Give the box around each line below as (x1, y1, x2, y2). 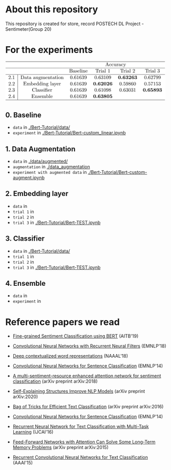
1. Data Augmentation (5, 145, 76, 153)
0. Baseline (5, 110, 42, 119)
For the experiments (5, 44, 93, 56)
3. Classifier (5, 234, 45, 243)
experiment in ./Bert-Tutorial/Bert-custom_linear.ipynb (12, 130, 126, 136)
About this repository (5, 4, 98, 15)
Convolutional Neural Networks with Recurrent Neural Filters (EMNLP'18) (12, 343, 166, 349)
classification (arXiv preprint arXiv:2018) (12, 378, 98, 384)
